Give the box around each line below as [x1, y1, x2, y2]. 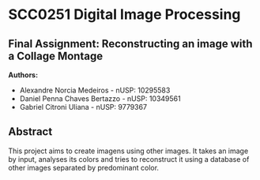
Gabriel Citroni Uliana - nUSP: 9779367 [19, 103, 148, 111]
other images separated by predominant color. [8, 163, 160, 172]
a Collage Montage [8, 49, 104, 62]
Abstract [8, 125, 53, 139]
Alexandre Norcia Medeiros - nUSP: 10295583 [19, 85, 171, 95]
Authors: [8, 70, 38, 80]
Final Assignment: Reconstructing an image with [8, 37, 253, 51]
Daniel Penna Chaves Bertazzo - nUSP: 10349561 [19, 94, 181, 103]
